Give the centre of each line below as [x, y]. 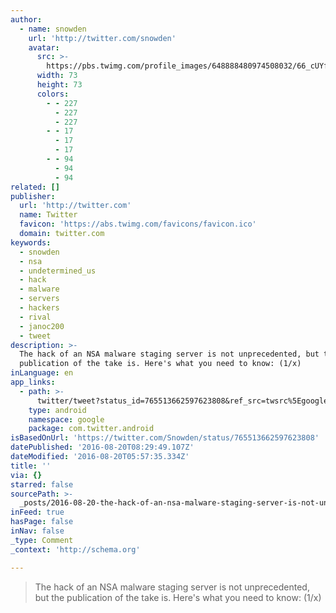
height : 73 [59, 85]
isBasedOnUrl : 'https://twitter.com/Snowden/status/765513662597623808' [165, 438]
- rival [35, 317]
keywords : [31, 242]
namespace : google [66, 419]
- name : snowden [53, 29]
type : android [57, 410]
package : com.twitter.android [91, 429]
